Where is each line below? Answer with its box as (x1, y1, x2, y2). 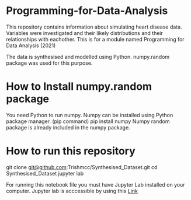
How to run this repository (6, 145, 136, 158)
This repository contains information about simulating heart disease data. (6, 23, 182, 30)
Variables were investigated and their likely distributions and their (6, 29, 164, 36)
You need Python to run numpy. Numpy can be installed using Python (6, 111, 173, 118)
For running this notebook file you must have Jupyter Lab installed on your (6, 181, 185, 188)
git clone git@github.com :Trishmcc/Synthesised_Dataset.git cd (6, 163, 158, 170)
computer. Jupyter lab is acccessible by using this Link (6, 187, 138, 194)
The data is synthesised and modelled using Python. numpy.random (6, 53, 170, 60)
